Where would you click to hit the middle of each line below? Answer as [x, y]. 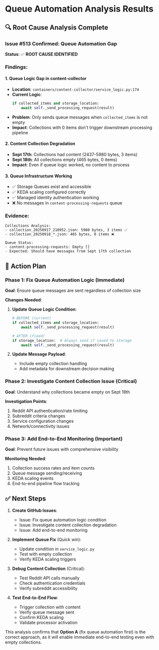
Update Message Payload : [39, 354]
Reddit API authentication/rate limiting [50, 411]
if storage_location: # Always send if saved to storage [72, 340]
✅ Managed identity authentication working [56, 198]
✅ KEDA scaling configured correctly [49, 192]
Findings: [16, 67]
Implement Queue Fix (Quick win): [47, 539]
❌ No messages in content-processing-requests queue [67, 203]
